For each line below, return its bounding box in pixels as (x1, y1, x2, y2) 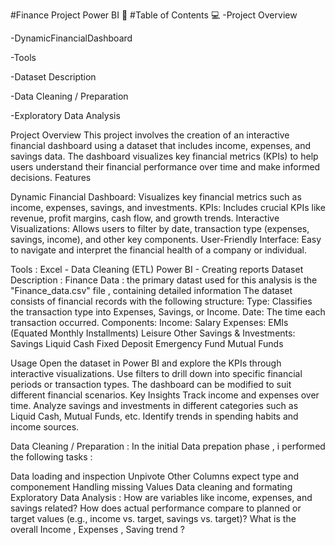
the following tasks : (10, 451, 93, 463)
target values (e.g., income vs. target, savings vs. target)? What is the (10, 513, 297, 524)
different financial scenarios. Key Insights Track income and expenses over (10, 389, 320, 401)
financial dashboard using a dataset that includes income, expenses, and (10, 140, 312, 151)
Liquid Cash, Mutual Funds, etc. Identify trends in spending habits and (10, 410, 299, 422)
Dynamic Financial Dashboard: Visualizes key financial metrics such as (10, 191, 302, 203)
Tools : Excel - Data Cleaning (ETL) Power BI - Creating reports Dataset (10, 264, 304, 275)
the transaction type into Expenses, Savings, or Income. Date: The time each (10, 306, 326, 318)
